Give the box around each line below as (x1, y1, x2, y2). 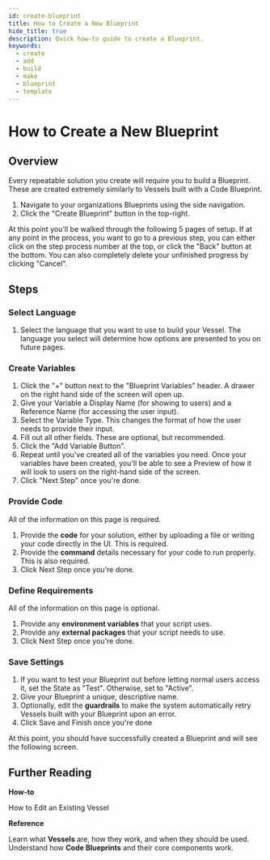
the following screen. (8, 742, 78, 752)
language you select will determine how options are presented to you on (19, 334, 261, 344)
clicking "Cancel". (8, 259, 68, 268)
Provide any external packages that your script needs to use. (19, 627, 226, 637)
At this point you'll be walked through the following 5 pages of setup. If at (8, 225, 252, 234)
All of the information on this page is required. (8, 514, 162, 524)
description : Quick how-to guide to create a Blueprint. (8, 34, 205, 43)
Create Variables (8, 362, 76, 374)
